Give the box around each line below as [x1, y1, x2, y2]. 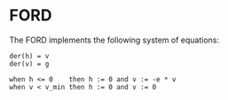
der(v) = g [9, 59, 50, 68]
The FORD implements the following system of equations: [9, 35, 220, 45]
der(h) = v [9, 51, 50, 60]
